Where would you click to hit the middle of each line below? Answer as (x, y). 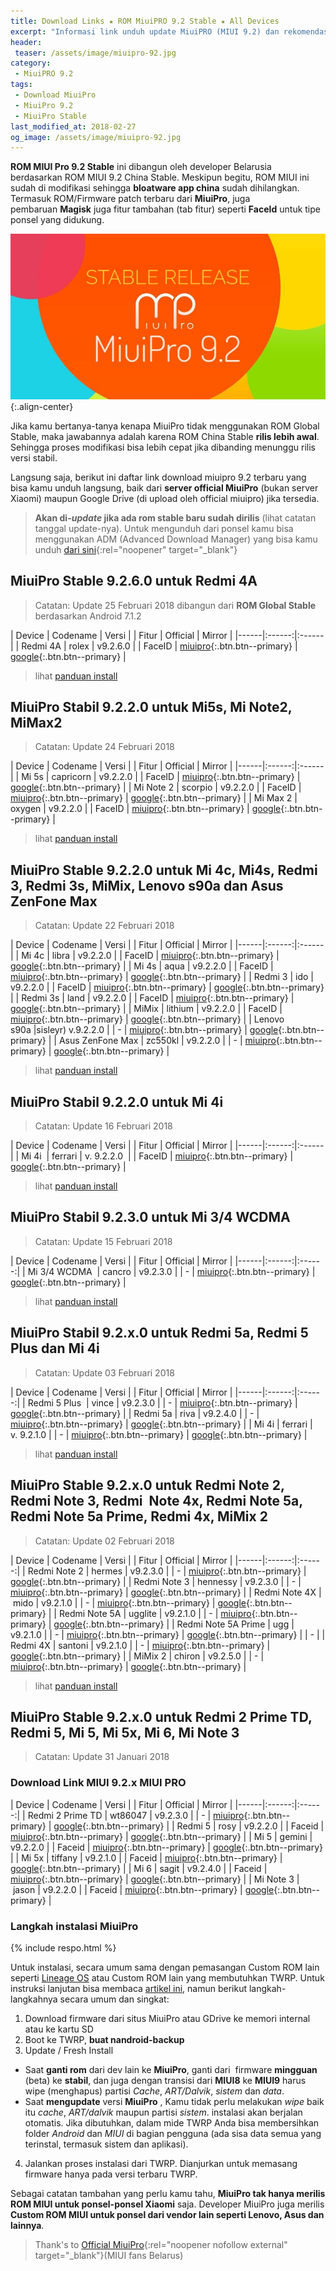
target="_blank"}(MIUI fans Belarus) (109, 2255)
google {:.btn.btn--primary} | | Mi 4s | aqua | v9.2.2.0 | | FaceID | (142, 966)
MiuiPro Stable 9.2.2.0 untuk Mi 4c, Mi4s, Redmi (164, 870)
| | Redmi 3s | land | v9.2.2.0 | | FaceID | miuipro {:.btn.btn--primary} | (152, 998)
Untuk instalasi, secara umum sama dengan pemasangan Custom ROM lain (165, 1967)
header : (26, 42)
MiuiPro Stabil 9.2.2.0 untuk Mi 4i (117, 1101)
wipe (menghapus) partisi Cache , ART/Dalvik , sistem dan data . (154, 2091)
